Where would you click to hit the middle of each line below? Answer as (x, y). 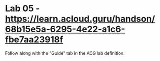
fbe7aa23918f (34, 40)
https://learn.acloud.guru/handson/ (80, 19)
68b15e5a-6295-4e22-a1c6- (65, 29)
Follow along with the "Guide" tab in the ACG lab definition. (65, 53)
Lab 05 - (23, 9)
